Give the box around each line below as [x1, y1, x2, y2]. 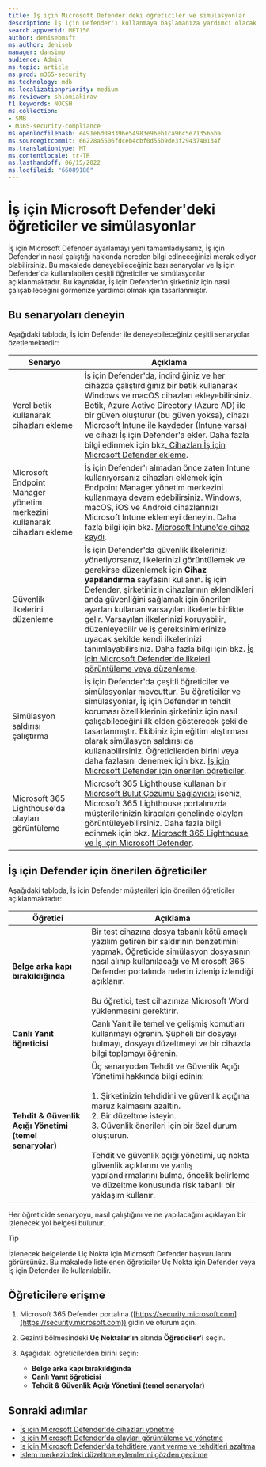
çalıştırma [12, 730, 49, 741]
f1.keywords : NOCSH [8, 100, 73, 108]
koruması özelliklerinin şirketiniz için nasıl [84, 706, 237, 717]
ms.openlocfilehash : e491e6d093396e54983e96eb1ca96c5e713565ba [8, 129, 222, 137]
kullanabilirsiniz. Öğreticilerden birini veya [84, 745, 240, 756]
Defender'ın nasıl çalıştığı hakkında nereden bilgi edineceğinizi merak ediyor [8, 251, 256, 261]
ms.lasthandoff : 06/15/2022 [8, 159, 101, 167]
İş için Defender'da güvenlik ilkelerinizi [84, 544, 228, 555]
